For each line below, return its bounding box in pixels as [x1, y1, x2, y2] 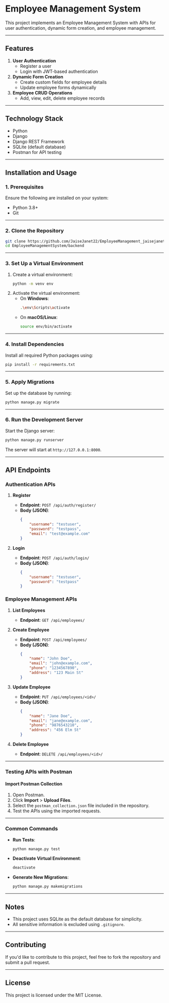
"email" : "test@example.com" [29, 531, 91, 536]
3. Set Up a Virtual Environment [5, 260, 83, 267]
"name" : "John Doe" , [29, 656, 72, 661]
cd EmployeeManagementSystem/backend [5, 243, 84, 248]
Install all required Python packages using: [5, 352, 93, 358]
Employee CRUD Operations [12, 90, 73, 96]
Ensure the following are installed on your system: [5, 195, 109, 201]
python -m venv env [12, 281, 54, 286]
